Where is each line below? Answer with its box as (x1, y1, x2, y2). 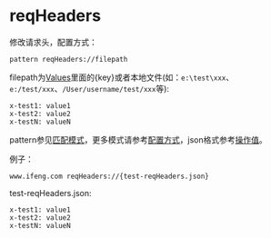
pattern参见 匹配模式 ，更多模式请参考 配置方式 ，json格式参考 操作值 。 (9, 134, 267, 145)
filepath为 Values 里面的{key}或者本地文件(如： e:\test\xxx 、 (9, 72, 235, 83)
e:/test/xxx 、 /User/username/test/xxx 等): (9, 83, 170, 94)
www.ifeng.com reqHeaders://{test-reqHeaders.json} (9, 172, 209, 181)
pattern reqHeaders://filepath (9, 55, 128, 64)
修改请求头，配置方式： (9, 36, 97, 47)
